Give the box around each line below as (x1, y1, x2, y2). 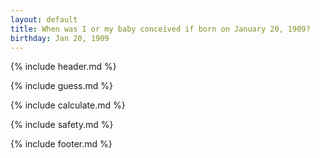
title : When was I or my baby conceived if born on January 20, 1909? (10, 24, 311, 34)
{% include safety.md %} (10, 119, 114, 131)
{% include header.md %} (10, 61, 117, 73)
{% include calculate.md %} (10, 99, 126, 111)
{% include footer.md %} (10, 138, 113, 150)
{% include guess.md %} (10, 80, 113, 92)
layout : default (10, 14, 78, 25)
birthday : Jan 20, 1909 (10, 33, 110, 43)
